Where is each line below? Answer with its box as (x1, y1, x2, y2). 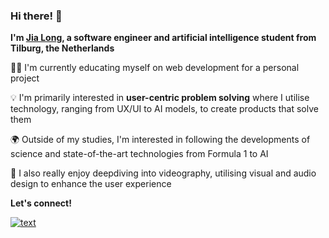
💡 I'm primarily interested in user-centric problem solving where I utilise (10, 92, 310, 104)
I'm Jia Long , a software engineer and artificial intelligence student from (10, 32, 317, 44)
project (10, 72, 40, 84)
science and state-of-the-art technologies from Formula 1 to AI (10, 148, 269, 160)
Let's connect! (10, 197, 72, 209)
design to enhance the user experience (10, 178, 172, 190)
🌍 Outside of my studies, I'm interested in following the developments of (10, 134, 311, 146)
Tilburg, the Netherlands (10, 42, 115, 54)
